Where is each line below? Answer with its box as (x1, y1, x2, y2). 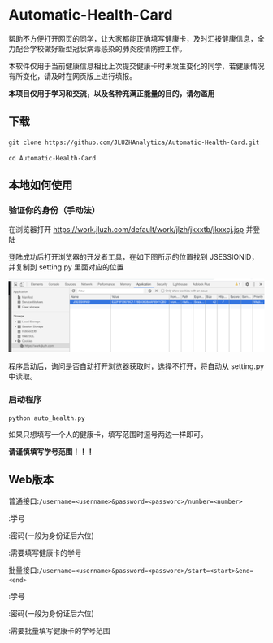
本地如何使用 (8, 178, 73, 192)
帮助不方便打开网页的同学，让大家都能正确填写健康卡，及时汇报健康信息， (8, 33, 258, 43)
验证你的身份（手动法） (8, 205, 100, 217)
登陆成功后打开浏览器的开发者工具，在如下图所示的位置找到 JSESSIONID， (8, 252, 259, 262)
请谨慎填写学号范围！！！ (8, 446, 94, 457)
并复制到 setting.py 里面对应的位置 (8, 262, 124, 272)
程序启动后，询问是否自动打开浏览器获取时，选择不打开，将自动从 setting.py (8, 361, 265, 371)
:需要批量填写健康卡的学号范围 (8, 625, 111, 636)
